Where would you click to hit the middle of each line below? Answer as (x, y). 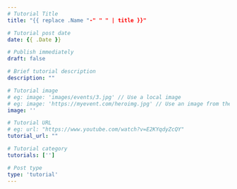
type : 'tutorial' (33, 174)
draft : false (26, 59)
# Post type (25, 168)
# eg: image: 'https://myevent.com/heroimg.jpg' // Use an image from (113, 104)
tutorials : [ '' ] (31, 155)
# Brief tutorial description (52, 72)
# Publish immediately (41, 52)
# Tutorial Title (33, 14)
